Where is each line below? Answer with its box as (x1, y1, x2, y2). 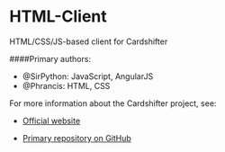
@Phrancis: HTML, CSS (22, 80, 111, 91)
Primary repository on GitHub (22, 132, 132, 143)
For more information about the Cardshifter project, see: (9, 97, 217, 109)
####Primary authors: (9, 53, 92, 64)
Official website (22, 115, 81, 126)
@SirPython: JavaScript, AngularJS (22, 70, 154, 82)
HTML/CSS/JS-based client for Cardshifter (9, 36, 168, 47)
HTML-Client (9, 6, 108, 27)
